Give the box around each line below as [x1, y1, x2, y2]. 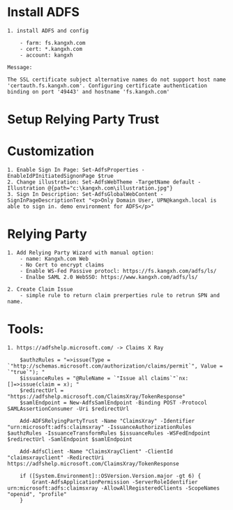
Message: [7, 63, 33, 70]
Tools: [7, 322, 44, 337]
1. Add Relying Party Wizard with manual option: [7, 249, 155, 256]
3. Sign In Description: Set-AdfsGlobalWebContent [7, 191, 158, 198]
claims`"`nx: [151, 375, 189, 382]
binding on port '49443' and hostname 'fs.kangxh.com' [7, 88, 170, 95]
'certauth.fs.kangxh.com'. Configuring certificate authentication [7, 82, 208, 89]
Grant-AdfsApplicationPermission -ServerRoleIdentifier [32, 479, 198, 486]
